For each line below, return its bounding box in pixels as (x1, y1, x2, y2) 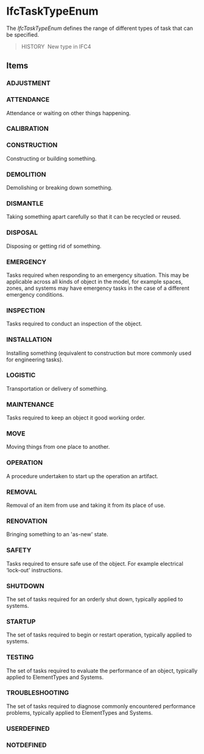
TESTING (6, 653, 34, 662)
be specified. (6, 31, 40, 38)
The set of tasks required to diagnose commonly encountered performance (6, 702, 196, 710)
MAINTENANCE (6, 400, 54, 408)
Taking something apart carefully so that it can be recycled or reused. (6, 213, 181, 221)
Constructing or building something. (6, 155, 97, 162)
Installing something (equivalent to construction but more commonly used (6, 349, 192, 357)
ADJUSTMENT (6, 79, 51, 87)
